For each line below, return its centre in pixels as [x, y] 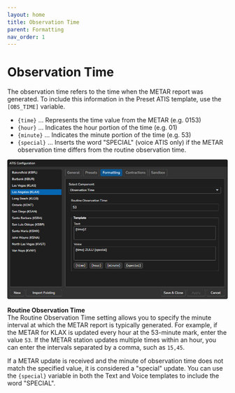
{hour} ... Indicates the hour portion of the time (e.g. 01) [97, 128]
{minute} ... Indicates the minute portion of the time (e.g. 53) [104, 135]
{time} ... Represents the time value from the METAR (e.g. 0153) [109, 120]
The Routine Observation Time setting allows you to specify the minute [109, 317]
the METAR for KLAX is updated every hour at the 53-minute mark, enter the [117, 332]
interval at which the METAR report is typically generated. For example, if [113, 324]
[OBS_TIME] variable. [36, 107]
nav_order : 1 [26, 37]
